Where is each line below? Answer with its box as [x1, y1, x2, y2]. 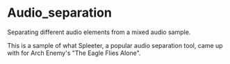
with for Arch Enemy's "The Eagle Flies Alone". [7, 49, 141, 57]
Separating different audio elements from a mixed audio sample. [7, 28, 191, 36]
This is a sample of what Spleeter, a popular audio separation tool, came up [7, 41, 224, 49]
